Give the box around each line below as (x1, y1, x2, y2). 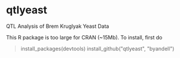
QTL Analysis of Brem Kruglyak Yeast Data (6, 23, 109, 30)
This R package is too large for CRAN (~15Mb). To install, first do (6, 34, 163, 41)
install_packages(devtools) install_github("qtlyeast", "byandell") (20, 45, 175, 52)
